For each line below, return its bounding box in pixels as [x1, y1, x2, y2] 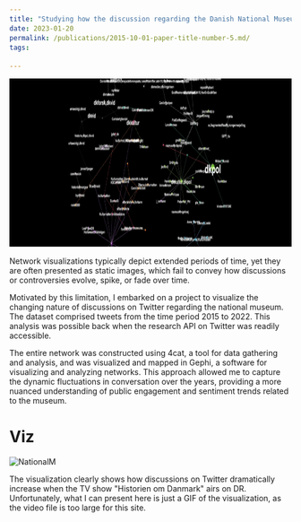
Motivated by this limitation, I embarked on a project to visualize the [9, 292, 259, 303]
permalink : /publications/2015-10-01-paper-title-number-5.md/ [9, 33, 251, 42]
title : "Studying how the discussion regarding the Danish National [9, 14, 271, 23]
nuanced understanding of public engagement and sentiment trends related [9, 386, 289, 396]
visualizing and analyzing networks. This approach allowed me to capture [9, 367, 280, 378]
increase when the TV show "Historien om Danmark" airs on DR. [9, 483, 247, 494]
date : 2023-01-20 [9, 23, 74, 33]
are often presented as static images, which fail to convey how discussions [9, 265, 287, 276]
